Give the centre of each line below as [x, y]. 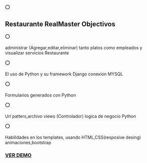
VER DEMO [18, 155]
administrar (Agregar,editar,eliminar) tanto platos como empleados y [74, 47]
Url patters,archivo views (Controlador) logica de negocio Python [71, 116]
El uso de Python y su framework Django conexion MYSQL [64, 74]
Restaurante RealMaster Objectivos [60, 24]
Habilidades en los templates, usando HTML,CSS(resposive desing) [73, 137]
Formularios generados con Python [41, 95]
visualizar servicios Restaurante [37, 53]
